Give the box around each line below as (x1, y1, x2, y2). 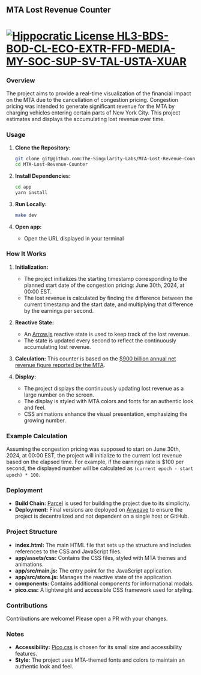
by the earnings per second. (23, 307, 94, 314)
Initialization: (14, 263, 49, 271)
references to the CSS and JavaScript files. (14, 548, 122, 555)
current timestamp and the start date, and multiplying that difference (23, 301, 194, 308)
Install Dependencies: (14, 172, 71, 180)
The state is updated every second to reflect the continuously (23, 337, 176, 344)
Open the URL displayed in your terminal (23, 234, 124, 242)
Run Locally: (14, 200, 47, 207)
